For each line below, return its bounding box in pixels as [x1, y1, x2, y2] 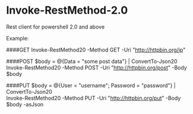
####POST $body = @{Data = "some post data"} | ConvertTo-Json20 [6, 58, 178, 65]
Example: [6, 34, 29, 42]
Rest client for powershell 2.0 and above [6, 23, 105, 30]
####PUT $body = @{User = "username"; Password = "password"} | [6, 81, 176, 89]
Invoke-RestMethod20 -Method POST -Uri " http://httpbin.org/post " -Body [6, 64, 187, 71]
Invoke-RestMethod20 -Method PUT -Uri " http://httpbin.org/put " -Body [6, 94, 181, 102]
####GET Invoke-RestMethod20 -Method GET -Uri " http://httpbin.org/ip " [6, 46, 186, 53]
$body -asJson [6, 100, 44, 107]
